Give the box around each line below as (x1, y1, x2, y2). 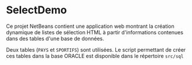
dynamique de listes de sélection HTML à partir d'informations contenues (6, 28, 183, 35)
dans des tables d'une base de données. (6, 35, 104, 42)
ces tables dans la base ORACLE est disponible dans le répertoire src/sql (6, 52, 184, 59)
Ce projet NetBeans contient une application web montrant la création (6, 23, 174, 30)
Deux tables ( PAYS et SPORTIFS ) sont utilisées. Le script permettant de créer (6, 46, 186, 53)
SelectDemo (6, 3, 67, 17)
